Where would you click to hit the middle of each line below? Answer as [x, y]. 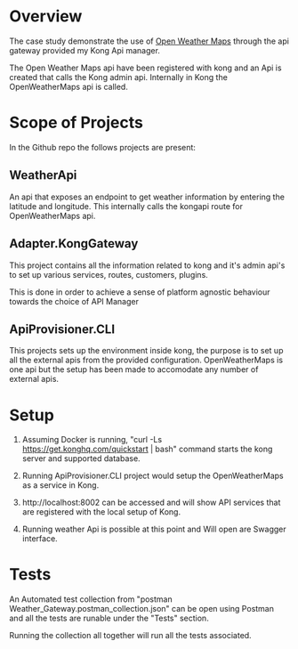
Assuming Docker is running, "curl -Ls [92, 440]
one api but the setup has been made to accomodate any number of [134, 369]
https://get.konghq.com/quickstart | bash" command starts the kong [147, 449]
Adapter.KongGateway [74, 243]
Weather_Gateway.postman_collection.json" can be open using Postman [141, 609]
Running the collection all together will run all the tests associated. [130, 636]
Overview [46, 16]
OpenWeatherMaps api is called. [69, 86]
